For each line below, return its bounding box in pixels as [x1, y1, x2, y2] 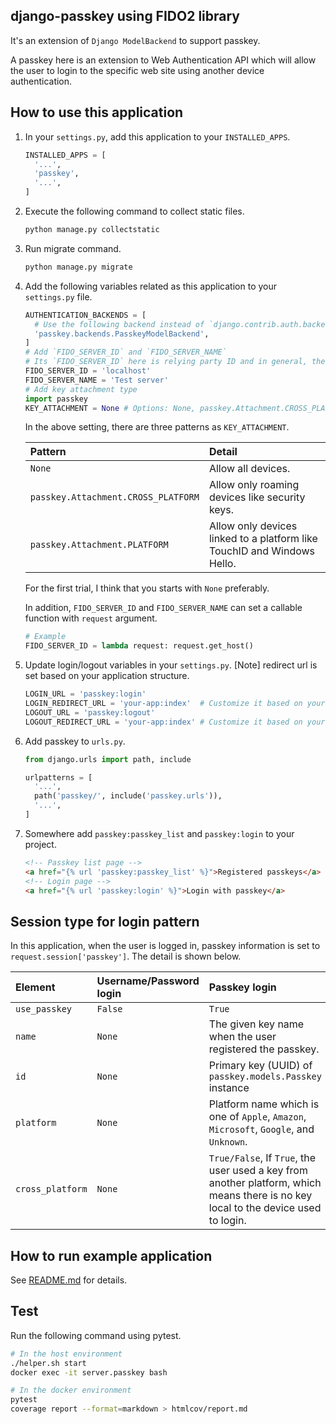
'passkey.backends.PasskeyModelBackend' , [34, 329, 210, 339]
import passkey [24, 394, 89, 404]
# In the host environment [10, 1349, 123, 1359]
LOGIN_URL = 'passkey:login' [24, 689, 147, 699]
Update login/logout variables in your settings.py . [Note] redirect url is [24, 659, 318, 671]
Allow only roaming [208, 478, 300, 492]
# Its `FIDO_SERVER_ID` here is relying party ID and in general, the [24, 357, 326, 367]
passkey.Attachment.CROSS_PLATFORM [29, 492, 200, 503]
